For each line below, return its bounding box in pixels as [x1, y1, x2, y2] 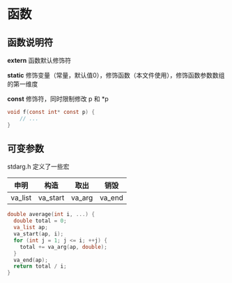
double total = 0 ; [13, 217, 68, 224]
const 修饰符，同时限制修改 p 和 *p [7, 95, 109, 103]
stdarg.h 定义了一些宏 [7, 162, 70, 171]
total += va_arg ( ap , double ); [20, 243, 108, 250]
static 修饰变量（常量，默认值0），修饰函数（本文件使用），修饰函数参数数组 [7, 71, 225, 79]
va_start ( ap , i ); [13, 231, 64, 238]
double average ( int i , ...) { [7, 211, 95, 218]
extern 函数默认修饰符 [7, 57, 72, 64]
